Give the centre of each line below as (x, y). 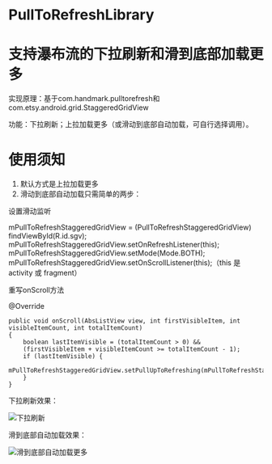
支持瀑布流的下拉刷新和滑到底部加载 (129, 55)
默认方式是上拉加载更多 (59, 184)
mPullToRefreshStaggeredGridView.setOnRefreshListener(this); (114, 245)
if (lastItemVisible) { (63, 356)
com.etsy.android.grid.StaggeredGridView (79, 108)
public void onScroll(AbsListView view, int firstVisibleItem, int (125, 321)
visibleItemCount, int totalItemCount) (76, 328)
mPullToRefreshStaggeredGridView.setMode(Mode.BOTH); (107, 253)
